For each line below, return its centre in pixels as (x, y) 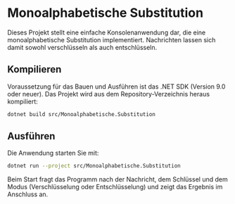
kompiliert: (23, 101)
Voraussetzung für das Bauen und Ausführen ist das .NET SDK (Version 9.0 (116, 87)
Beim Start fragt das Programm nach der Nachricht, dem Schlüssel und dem (118, 179)
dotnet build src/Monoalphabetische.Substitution (82, 114)
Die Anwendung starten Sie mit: (53, 153)
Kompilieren (34, 69)
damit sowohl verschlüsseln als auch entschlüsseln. (82, 47)
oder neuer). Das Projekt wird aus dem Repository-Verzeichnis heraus (108, 94)
